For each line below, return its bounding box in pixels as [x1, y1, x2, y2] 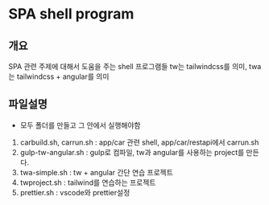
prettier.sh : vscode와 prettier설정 [19, 187, 130, 197]
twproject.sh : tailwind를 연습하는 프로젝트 [19, 178, 156, 187]
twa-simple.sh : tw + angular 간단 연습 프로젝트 [19, 167, 173, 177]
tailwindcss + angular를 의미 [16, 72, 110, 81]
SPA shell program [8, 5, 134, 23]
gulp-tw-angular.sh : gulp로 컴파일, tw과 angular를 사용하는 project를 [19, 147, 245, 157]
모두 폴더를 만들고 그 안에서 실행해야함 [19, 120, 141, 129]
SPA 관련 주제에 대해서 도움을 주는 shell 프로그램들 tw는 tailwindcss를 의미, [8, 62, 247, 71]
